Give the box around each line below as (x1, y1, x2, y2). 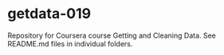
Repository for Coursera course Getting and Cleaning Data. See (7, 31, 217, 40)
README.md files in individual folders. (7, 38, 133, 48)
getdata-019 (7, 5, 92, 23)
